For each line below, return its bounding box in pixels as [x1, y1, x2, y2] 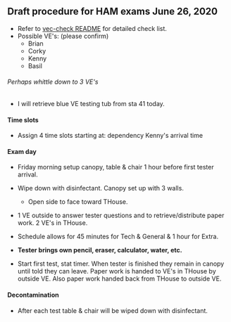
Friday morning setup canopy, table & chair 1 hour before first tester [17, 163, 214, 172]
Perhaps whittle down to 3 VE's [7, 77, 99, 86]
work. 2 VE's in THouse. [17, 219, 88, 227]
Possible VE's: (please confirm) [17, 32, 109, 40]
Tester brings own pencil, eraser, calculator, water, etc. [17, 246, 182, 255]
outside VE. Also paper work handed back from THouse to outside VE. [17, 274, 222, 283]
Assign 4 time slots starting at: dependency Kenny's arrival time [17, 131, 203, 140]
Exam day [7, 147, 37, 155]
